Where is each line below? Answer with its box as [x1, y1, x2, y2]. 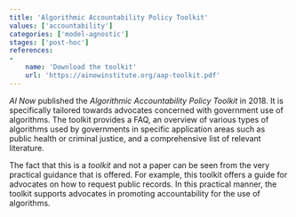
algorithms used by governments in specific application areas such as [9, 124, 266, 134]
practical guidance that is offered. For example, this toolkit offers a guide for [9, 169, 288, 180]
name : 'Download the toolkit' [25, 63, 138, 72]
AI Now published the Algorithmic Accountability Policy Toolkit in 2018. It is [9, 95, 284, 106]
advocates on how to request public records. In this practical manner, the [9, 179, 277, 189]
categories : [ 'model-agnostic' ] [9, 29, 129, 38]
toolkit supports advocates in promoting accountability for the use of [9, 188, 260, 198]
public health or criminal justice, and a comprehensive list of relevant [9, 133, 261, 143]
